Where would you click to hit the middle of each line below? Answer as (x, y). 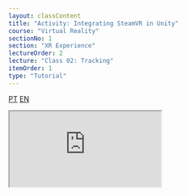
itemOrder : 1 (30, 69)
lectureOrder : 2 (36, 53)
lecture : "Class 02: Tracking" (61, 61)
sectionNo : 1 (30, 38)
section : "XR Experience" (52, 46)
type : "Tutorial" (38, 76)
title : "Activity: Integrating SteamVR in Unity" (94, 23)
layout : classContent (45, 16)
